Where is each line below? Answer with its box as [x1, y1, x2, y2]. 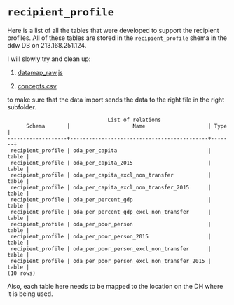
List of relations [107, 116, 161, 123]
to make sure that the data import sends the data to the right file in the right [7, 95, 225, 104]
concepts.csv [17, 81, 57, 90]
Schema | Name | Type [25, 122, 228, 130]
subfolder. [7, 102, 36, 111]
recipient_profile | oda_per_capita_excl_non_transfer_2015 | [10, 184, 212, 191]
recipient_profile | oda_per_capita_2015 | [10, 159, 212, 166]
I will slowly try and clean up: [7, 55, 91, 63]
